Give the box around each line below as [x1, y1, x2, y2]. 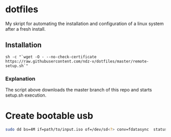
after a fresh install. [5, 26, 46, 32]
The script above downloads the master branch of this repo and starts [5, 87, 152, 93]
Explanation [5, 75, 36, 82]
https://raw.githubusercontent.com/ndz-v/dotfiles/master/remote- [5, 59, 149, 64]
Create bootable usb [5, 110, 93, 122]
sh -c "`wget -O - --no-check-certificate [5, 54, 97, 59]
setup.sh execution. [5, 92, 47, 98]
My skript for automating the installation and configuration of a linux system [5, 20, 164, 27]
